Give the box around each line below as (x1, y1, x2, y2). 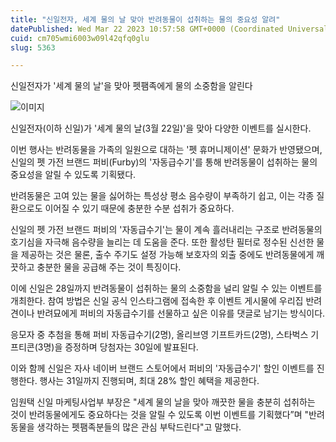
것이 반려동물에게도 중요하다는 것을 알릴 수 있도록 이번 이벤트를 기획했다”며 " (10, 409, 310, 421)
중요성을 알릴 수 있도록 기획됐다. (10, 169, 137, 181)
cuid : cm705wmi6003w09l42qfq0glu (10, 33, 150, 43)
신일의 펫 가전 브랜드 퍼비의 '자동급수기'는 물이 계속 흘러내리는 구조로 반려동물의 (10, 224, 323, 236)
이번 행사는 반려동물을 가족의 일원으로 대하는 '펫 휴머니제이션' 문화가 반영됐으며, (10, 144, 323, 156)
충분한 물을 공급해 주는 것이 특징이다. (36, 261, 182, 273)
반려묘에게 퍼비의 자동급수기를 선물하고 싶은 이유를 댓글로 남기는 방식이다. (36, 307, 326, 320)
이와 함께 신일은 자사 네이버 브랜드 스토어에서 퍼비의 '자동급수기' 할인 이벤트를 (10, 362, 315, 375)
